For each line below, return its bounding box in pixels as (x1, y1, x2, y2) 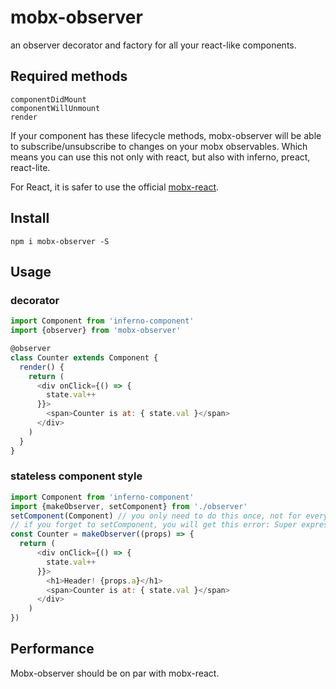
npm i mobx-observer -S (10, 236, 110, 246)
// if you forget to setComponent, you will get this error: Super (10, 520, 298, 530)
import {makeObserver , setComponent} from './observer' (10, 501, 248, 511)
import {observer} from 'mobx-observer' (10, 326, 182, 336)
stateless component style (10, 469, 143, 483)
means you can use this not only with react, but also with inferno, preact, (10, 151, 311, 163)
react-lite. (10, 161, 51, 173)
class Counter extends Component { (10, 352, 159, 363)
